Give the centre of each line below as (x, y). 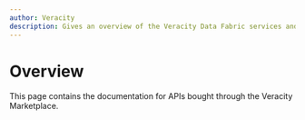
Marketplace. (34, 106)
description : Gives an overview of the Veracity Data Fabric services (146, 26)
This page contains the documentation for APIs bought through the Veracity (151, 96)
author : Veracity (42, 18)
